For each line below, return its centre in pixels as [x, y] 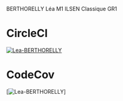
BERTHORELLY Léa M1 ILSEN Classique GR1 [62, 9]
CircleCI [27, 33]
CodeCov [30, 75]
